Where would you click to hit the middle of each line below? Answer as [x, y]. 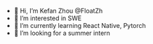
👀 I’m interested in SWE [48, 18]
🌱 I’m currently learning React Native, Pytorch [80, 25]
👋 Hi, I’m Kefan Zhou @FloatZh [58, 11]
